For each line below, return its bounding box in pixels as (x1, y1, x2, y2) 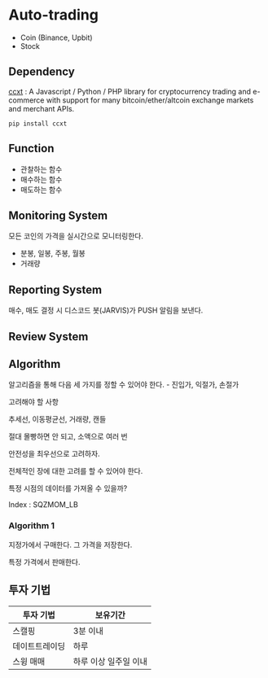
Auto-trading (8, 6, 99, 24)
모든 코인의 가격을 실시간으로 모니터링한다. (8, 231, 144, 241)
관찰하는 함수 (20, 164, 63, 174)
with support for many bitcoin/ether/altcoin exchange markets (46, 95, 254, 105)
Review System (8, 330, 89, 343)
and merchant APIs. (8, 103, 75, 113)
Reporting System (8, 282, 103, 296)
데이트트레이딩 (12, 641, 66, 652)
